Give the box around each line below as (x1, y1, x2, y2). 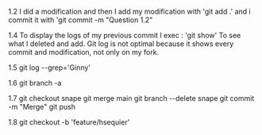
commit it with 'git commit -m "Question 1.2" (8, 15, 153, 25)
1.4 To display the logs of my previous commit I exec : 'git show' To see (8, 31, 241, 40)
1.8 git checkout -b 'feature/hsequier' (8, 118, 130, 126)
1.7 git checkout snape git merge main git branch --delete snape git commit (8, 94, 255, 102)
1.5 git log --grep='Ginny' (8, 63, 91, 72)
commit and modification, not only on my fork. (8, 48, 160, 56)
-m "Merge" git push (8, 102, 76, 111)
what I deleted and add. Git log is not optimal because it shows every (8, 39, 234, 48)
